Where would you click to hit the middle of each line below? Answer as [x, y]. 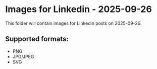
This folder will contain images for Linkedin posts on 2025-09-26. [73, 23]
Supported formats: [37, 39]
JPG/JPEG [23, 56]
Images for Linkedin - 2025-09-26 [79, 9]
